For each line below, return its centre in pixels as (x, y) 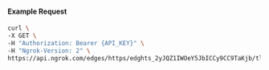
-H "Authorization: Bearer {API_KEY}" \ (76, 43)
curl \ (18, 28)
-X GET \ (22, 36)
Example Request (37, 11)
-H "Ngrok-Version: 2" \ (49, 51)
